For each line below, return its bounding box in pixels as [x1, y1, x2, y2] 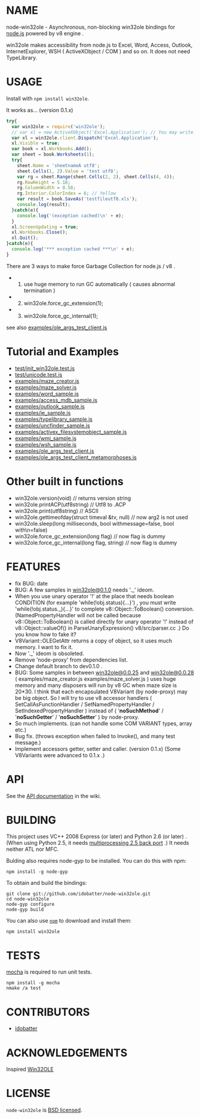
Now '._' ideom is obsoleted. [14, 650, 85, 657]
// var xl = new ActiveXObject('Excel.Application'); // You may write [11, 129, 194, 135]
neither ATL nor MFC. [6, 845, 59, 853]
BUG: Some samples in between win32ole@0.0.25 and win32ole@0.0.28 [14, 669, 194, 676]
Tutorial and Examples [6, 345, 119, 358]
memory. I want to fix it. [14, 643, 73, 650]
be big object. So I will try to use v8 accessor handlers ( [14, 694, 152, 701]
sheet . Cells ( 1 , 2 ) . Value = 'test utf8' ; [17, 168, 119, 174]
